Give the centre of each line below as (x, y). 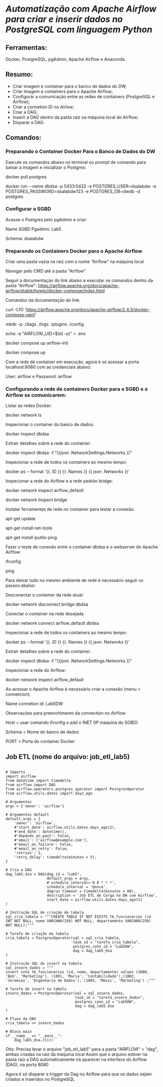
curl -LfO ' (16, 310)
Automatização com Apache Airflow (81, 9)
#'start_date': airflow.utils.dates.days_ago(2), (65, 827)
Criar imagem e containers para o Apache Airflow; (63, 91)
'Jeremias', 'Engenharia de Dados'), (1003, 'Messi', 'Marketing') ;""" (81, 981)
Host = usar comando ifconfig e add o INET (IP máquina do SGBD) (72, 722)
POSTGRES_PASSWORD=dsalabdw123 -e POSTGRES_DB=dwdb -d (73, 191)
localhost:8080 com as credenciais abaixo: (49, 367)
